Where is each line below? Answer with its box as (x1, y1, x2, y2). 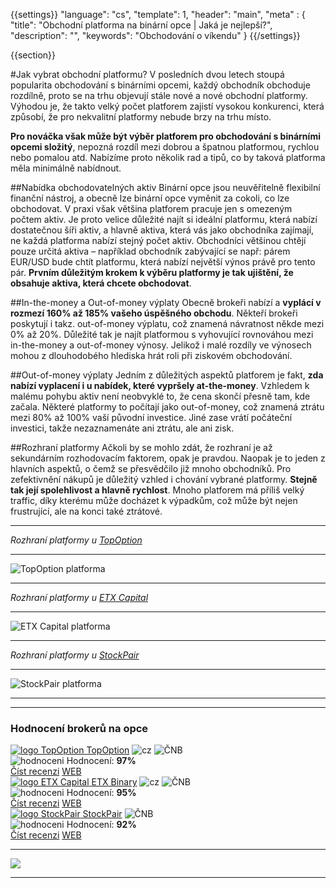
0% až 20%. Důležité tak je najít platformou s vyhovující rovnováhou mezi (10, 329, 314, 340)
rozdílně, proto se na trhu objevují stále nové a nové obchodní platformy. (10, 90, 308, 101)
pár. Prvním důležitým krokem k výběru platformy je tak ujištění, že (10, 267, 294, 278)
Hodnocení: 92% (66, 819, 137, 831)
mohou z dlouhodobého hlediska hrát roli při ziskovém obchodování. (10, 350, 293, 361)
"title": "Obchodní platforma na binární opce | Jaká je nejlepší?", (10, 19, 273, 31)
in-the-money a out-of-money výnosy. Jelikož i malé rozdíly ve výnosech (10, 339, 312, 351)
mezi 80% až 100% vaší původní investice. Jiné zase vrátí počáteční (10, 412, 293, 423)
